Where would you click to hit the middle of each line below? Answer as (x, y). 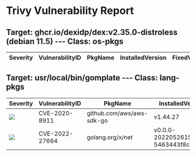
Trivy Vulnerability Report (70, 11)
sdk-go (97, 120)
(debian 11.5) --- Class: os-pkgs (65, 41)
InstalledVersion (143, 58)
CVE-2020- (56, 113)
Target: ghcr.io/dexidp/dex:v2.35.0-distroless (92, 32)
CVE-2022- (56, 133)
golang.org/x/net (110, 137)
